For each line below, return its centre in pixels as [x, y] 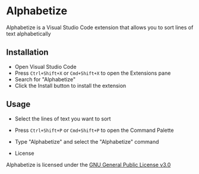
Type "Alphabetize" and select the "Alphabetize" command [87, 141]
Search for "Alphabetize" [45, 79]
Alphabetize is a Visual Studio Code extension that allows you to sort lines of [100, 27]
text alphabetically [29, 33]
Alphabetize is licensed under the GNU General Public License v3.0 [89, 164]
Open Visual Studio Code [45, 67]
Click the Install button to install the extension [70, 86]
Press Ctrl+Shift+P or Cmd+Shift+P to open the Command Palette [94, 130]
